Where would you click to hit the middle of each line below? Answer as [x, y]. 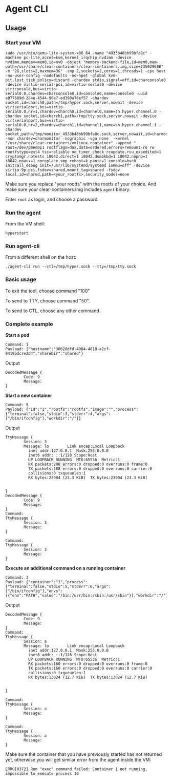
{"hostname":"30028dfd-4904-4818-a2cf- [68, 349]
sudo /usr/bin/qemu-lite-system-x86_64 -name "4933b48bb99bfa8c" [76, 53]
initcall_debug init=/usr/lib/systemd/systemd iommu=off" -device [78, 165]
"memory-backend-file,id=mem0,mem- [121, 62]
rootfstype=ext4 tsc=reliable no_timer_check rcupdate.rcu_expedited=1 [83, 152]
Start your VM [23, 43]
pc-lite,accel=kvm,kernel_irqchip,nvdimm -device [78, 58]
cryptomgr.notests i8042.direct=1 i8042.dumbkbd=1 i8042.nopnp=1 [76, 156]
